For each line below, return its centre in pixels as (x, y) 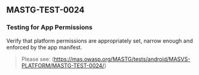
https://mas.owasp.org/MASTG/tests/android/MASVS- (122, 59)
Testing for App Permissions (49, 27)
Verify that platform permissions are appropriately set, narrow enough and (100, 41)
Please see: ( (38, 59)
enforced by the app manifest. (44, 47)
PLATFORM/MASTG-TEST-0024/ (63, 65)
